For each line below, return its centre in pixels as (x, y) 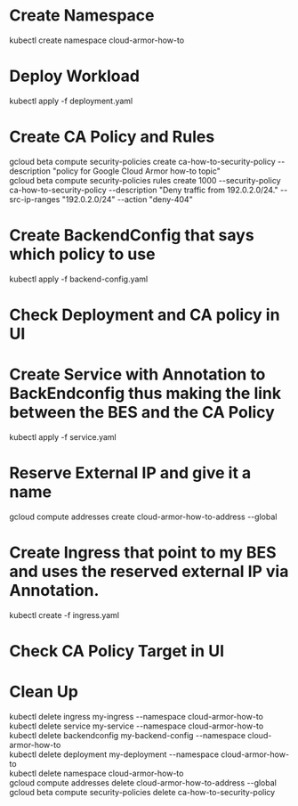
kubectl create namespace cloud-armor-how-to (97, 40)
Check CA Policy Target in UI (117, 651)
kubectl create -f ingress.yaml (64, 615)
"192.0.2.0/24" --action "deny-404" (127, 199)
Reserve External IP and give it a (130, 473)
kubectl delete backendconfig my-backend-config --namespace (128, 735)
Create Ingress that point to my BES (143, 552)
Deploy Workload (75, 76)
